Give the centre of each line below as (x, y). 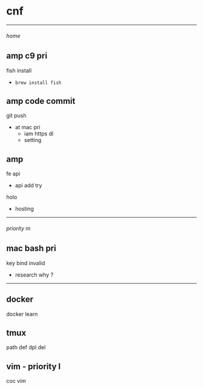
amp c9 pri (27, 56)
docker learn (22, 314)
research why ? (34, 275)
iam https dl (39, 133)
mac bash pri (31, 249)
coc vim (16, 381)
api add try (28, 185)
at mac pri (27, 127)
